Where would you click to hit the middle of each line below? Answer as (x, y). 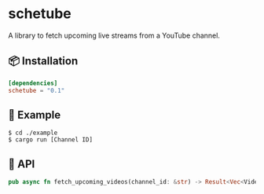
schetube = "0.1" (37, 90)
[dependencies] (33, 83)
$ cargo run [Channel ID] (50, 140)
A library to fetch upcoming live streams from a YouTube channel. (114, 35)
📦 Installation (43, 61)
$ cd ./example (33, 133)
